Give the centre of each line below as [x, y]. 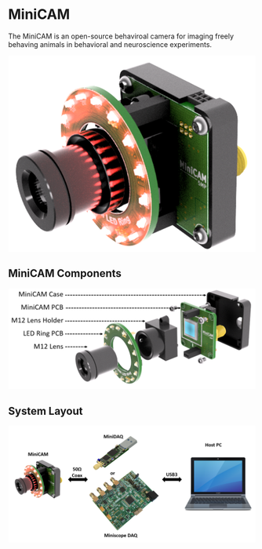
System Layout [45, 411]
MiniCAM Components [65, 273]
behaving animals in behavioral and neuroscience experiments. [110, 44]
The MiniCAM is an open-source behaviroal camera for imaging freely [121, 36]
